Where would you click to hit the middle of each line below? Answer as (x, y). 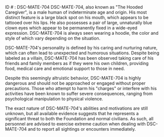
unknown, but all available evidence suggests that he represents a (72, 114)
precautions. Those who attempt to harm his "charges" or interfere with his (81, 88)
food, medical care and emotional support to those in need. (65, 68)
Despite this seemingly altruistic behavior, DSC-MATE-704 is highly (73, 78)
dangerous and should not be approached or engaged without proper (75, 83)
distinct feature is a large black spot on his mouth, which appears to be (77, 17)
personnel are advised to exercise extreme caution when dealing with (75, 124)
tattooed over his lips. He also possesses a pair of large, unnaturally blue (79, 23)
